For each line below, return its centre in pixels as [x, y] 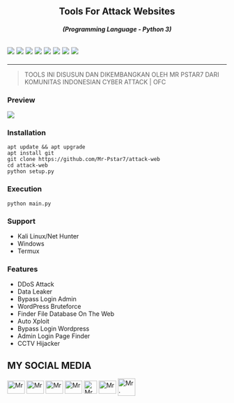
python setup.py [31, 172]
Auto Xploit [33, 321]
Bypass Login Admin [47, 299]
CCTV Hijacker [39, 344]
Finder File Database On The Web [66, 314]
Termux [28, 251]
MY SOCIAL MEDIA [49, 365]
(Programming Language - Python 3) [117, 29]
